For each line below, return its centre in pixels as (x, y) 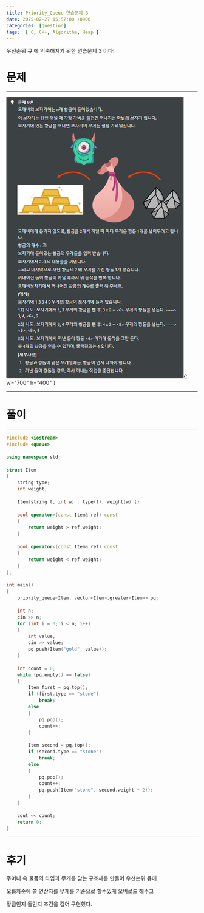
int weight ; (32, 489)
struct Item (21, 470)
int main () (20, 585)
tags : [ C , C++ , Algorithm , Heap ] (53, 32)
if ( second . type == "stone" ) (65, 752)
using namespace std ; (34, 457)
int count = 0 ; (36, 668)
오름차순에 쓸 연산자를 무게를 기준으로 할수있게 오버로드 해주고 (80, 891)
